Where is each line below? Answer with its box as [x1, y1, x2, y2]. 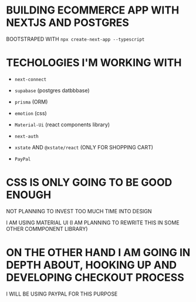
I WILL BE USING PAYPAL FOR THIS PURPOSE [6, 290, 118, 297]
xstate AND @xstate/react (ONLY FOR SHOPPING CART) [14, 143, 154, 150]
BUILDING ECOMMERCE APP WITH [6, 4, 180, 17]
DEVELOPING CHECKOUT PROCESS [6, 271, 184, 284]
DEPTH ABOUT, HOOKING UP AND [6, 259, 177, 271]
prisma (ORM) [14, 98, 48, 105]
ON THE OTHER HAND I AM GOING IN [6, 246, 191, 259]
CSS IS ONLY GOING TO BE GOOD [6, 176, 173, 189]
